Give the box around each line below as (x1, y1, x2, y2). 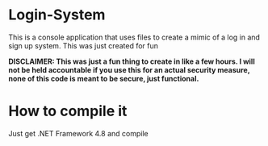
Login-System (8, 6, 106, 24)
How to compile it (8, 102, 128, 120)
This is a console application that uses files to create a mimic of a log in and (8, 32, 261, 42)
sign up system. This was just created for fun (8, 40, 159, 50)
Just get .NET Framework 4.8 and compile (8, 128, 149, 138)
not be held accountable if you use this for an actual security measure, (8, 65, 250, 74)
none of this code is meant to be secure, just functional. (8, 73, 199, 83)
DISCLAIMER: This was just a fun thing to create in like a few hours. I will (8, 56, 256, 66)
